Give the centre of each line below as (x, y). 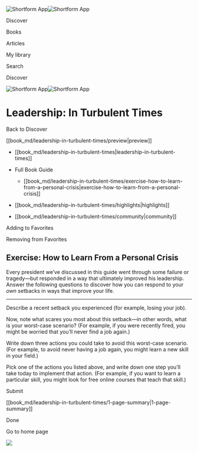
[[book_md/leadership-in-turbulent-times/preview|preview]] (79, 140)
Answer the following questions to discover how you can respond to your (95, 284)
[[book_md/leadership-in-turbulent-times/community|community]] (95, 216)
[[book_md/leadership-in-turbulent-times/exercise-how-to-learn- (103, 181)
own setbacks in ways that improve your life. (60, 291)
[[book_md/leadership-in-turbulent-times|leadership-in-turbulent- (95, 152)
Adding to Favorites (30, 227)
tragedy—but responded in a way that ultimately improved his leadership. (95, 278)
